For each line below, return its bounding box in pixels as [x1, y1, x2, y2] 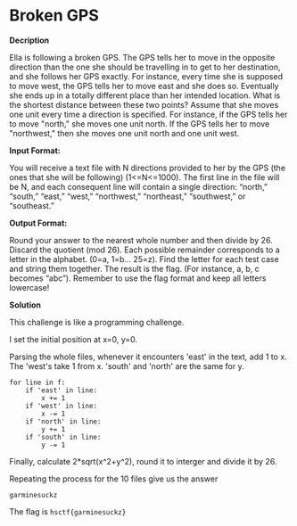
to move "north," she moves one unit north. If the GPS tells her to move [9, 118, 270, 129]
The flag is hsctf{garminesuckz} [9, 505, 127, 517]
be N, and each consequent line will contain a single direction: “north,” [9, 181, 268, 192]
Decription [9, 35, 50, 45]
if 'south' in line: [25, 432, 102, 441]
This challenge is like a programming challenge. [9, 316, 185, 327]
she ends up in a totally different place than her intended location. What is [9, 90, 281, 101]
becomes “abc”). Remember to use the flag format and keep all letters [9, 273, 267, 284]
